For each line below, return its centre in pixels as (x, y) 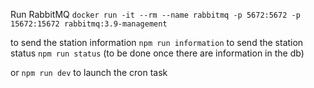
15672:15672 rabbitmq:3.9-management (89, 24)
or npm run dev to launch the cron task (89, 72)
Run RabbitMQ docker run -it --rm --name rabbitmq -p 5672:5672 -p (155, 14)
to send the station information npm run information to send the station (157, 42)
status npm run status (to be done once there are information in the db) (157, 53)
